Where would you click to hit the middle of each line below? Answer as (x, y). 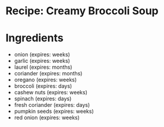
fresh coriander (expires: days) (52, 105)
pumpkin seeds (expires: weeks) (54, 112)
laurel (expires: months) (43, 67)
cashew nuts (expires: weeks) (51, 93)
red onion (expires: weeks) (47, 118)
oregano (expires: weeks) (45, 80)
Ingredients (34, 38)
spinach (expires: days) (43, 99)
